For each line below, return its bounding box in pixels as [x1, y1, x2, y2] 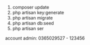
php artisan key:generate [12, 9, 64, 15]
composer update [12, 4, 49, 10]
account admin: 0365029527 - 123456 [5, 35, 85, 41]
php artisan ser [12, 25, 44, 31]
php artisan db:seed [12, 20, 54, 26]
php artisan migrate [12, 15, 53, 20]
